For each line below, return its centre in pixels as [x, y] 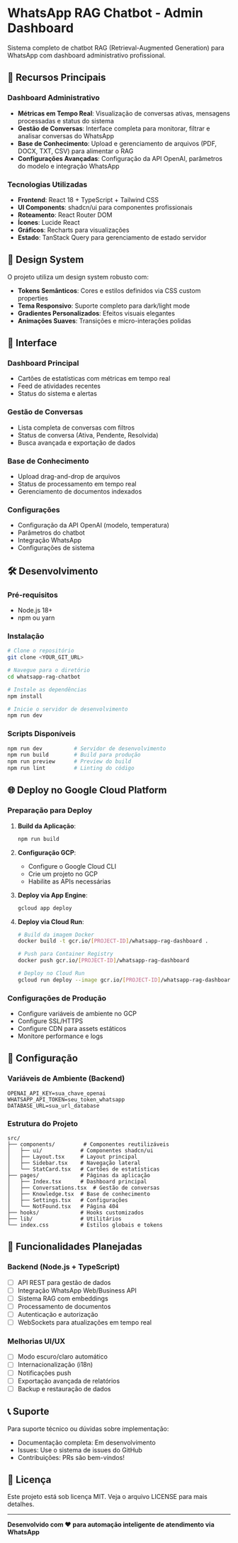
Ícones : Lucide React [49, 222]
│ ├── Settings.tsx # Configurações [68, 1201]
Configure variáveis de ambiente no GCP [77, 1014]
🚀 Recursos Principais [57, 78]
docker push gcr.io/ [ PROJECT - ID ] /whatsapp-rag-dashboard [103, 961]
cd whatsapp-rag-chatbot [44, 676]
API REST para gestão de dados [64, 1282]
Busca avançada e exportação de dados [76, 442]
